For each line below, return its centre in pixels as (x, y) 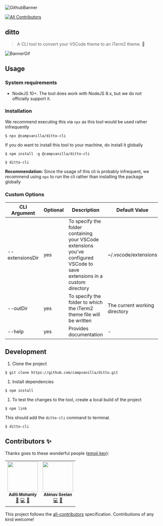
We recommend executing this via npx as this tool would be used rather (76, 121)
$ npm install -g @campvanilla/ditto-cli (48, 154)
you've (76, 252)
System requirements (31, 83)
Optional (54, 210)
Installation (19, 111)
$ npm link (16, 409)
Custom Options (25, 194)
